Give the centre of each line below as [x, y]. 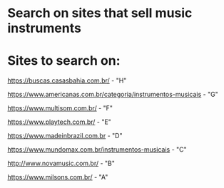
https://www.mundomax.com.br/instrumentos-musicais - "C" [97, 150]
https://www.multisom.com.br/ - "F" [60, 108]
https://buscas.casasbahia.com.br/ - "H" [67, 80]
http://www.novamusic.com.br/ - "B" [61, 163]
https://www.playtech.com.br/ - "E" [60, 122]
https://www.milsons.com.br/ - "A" [58, 177]
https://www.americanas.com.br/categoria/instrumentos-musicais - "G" [113, 95]
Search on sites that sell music [100, 13]
